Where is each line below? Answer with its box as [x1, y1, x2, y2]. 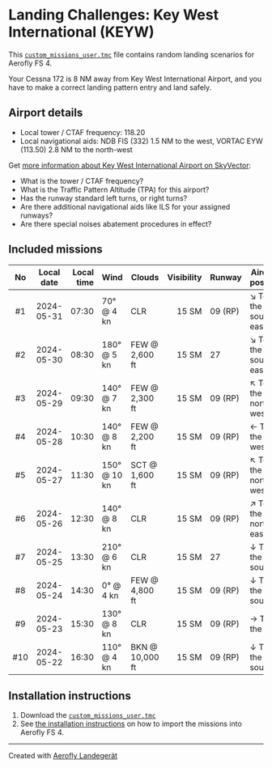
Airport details [8, 106, 83, 120]
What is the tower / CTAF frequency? [19, 176, 144, 185]
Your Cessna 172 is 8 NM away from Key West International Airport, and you [8, 74, 262, 83]
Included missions [8, 243, 103, 257]
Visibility [167, 271, 202, 282]
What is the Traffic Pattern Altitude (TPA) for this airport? [19, 185, 210, 194]
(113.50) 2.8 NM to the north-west [19, 144, 134, 155]
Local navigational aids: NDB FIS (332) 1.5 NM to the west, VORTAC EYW [19, 136, 263, 146]
